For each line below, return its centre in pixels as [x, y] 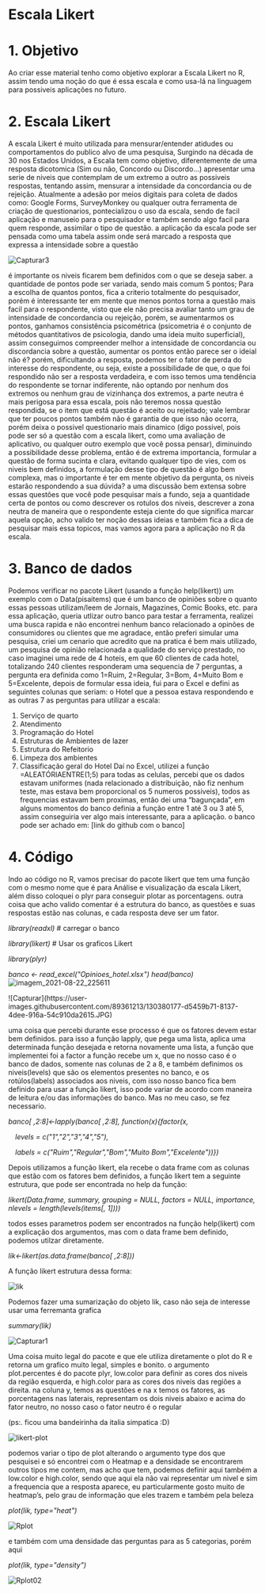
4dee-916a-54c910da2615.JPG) [61, 1015]
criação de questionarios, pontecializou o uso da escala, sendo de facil [124, 211]
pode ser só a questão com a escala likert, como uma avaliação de [117, 436]
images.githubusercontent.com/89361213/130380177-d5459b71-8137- [123, 1006]
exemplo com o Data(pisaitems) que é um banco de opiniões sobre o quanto [133, 599]
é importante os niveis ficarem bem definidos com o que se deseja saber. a [131, 276]
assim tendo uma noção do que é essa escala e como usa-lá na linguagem [130, 82]
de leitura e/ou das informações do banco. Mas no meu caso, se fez [119, 1097]
